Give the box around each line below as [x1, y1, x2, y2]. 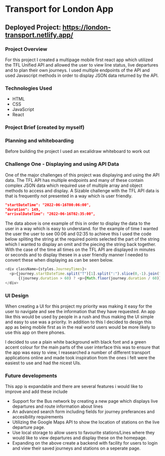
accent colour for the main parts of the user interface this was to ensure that [5, 344, 160, 351]
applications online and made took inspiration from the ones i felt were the [5, 355, 156, 361]
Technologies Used [5, 85, 53, 92]
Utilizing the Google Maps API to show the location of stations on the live [12, 419, 160, 425]
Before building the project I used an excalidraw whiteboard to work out [5, 148, 150, 154]
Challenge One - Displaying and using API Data [5, 161, 119, 168]
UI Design [5, 292, 29, 299]
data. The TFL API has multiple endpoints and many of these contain [5, 177, 144, 183]
